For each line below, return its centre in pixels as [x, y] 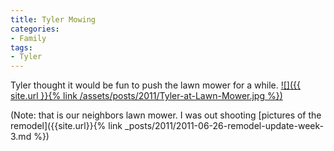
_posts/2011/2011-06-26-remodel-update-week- [224, 126]
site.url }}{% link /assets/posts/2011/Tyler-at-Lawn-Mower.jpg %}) [146, 96]
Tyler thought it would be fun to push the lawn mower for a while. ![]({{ [155, 85]
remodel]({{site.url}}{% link [66, 126]
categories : [35, 29]
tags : [21, 47]
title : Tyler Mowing [53, 19]
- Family [28, 38]
